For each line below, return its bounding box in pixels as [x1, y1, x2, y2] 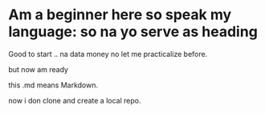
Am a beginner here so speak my [8, 6, 232, 24]
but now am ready [8, 64, 68, 74]
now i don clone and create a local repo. [8, 95, 141, 105]
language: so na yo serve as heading [8, 22, 259, 41]
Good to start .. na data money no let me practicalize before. [8, 49, 208, 59]
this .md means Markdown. [8, 80, 99, 90]
